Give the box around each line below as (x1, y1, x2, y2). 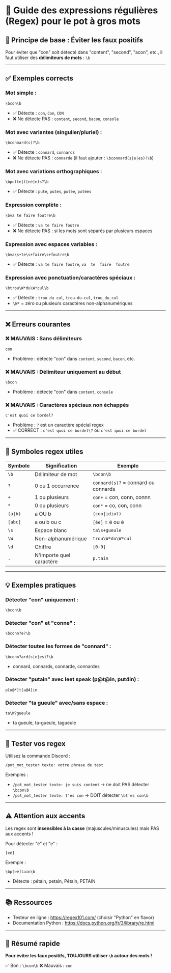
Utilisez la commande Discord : (5, 753, 70, 759)
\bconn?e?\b (5, 631, 31, 636)
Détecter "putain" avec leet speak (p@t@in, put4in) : (5, 676, 139, 683)
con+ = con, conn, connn (92, 494, 151, 501)
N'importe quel (35, 552, 71, 559)
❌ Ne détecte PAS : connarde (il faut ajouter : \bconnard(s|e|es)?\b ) (12, 155, 154, 161)
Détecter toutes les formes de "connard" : (5, 643, 111, 650)
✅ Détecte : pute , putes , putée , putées (12, 188, 92, 194)
